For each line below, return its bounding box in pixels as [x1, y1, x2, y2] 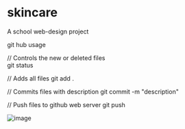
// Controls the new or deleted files [7, 53, 106, 62]
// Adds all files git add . [7, 74, 74, 83]
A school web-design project [7, 27, 89, 35]
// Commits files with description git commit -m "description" [7, 87, 180, 96]
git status [7, 61, 34, 69]
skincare [7, 5, 58, 20]
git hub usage [7, 40, 46, 48]
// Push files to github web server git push [7, 100, 125, 109]
